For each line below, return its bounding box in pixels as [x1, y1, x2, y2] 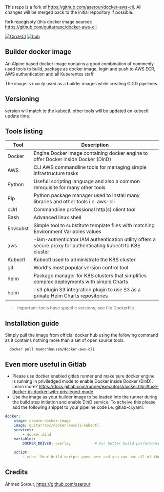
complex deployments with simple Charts [33, 279, 128, 285]
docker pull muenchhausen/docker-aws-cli [9, 347, 95, 352]
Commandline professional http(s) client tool [33, 206, 136, 213]
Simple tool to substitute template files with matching [33, 222, 155, 229]
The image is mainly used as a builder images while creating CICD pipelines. [5, 80, 159, 86]
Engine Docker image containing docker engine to [33, 150, 148, 157]
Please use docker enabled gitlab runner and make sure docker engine [12, 373, 155, 379]
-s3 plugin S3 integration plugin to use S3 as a [33, 286, 141, 293]
